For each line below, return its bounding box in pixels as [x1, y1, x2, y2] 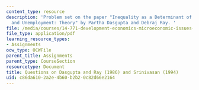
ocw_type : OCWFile [6, 47, 52, 53]
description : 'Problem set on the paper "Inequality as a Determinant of [6, 14, 192, 20]
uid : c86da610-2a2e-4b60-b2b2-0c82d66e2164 [6, 75, 115, 81]
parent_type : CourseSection [6, 58, 76, 64]
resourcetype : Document [6, 63, 65, 70]
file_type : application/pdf [6, 31, 76, 37]
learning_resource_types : [6, 36, 70, 42]
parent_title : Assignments [6, 53, 73, 59]
